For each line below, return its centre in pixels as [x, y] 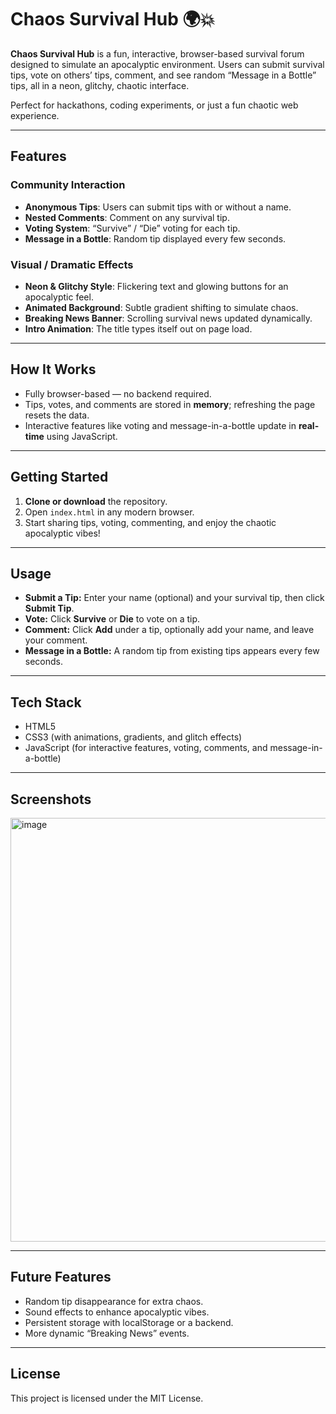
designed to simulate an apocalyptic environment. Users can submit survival [167, 64]
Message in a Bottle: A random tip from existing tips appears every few [172, 651]
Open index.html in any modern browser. [109, 512]
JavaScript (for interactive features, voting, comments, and [146, 748]
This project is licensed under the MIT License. [107, 1398]
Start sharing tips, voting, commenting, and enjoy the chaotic [150, 522]
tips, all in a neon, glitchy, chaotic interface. [100, 85]
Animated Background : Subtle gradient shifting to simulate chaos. [161, 307]
